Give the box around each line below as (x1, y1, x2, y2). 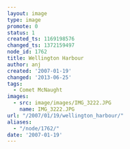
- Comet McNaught (13, 87, 63, 93)
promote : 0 (7, 23, 38, 30)
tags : (7, 80, 23, 87)
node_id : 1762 (7, 49, 48, 56)
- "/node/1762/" (13, 125, 60, 132)
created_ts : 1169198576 (7, 36, 75, 43)
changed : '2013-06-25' (7, 73, 72, 81)
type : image (7, 16, 41, 23)
